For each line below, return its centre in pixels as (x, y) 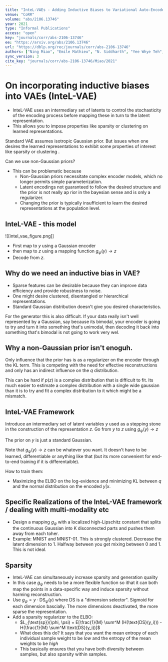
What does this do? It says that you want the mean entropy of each (89, 632)
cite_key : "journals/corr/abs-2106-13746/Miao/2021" (61, 61)
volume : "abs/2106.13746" (32, 19)
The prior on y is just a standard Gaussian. (49, 440)
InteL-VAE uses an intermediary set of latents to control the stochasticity (87, 110)
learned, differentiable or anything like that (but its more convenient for (78, 456)
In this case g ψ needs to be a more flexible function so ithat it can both (85, 583)
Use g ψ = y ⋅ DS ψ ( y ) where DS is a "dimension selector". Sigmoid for (83, 600)
